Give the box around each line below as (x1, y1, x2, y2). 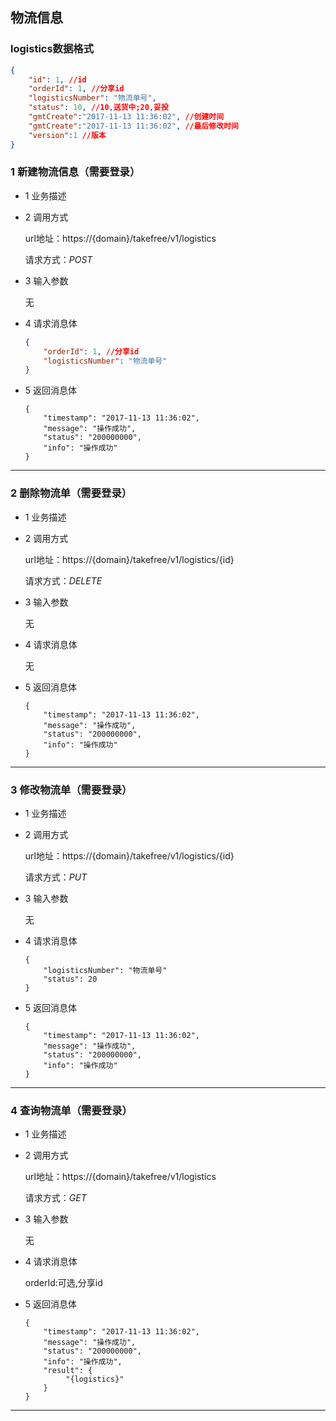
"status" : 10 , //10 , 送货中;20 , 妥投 (28, 103, 169, 113)
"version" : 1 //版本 (28, 130, 107, 140)
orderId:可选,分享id (24, 1277, 103, 1289)
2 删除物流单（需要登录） (10, 486, 133, 500)
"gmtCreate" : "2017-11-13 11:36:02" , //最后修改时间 (28, 121, 239, 131)
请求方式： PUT (24, 871, 88, 883)
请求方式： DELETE (24, 574, 103, 587)
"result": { (43, 1366, 93, 1376)
